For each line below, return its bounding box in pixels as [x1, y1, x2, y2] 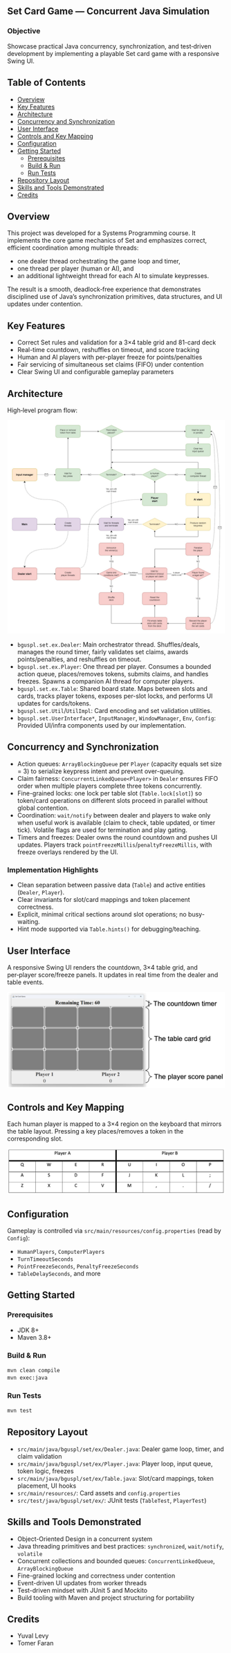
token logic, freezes [17, 1466, 74, 1475]
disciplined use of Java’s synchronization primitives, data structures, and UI [7, 293, 223, 301]
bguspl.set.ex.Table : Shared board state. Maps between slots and [17, 685, 207, 693]
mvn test [7, 1407, 33, 1414]
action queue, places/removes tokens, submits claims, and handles [17, 670, 209, 678]
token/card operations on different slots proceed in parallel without [17, 796, 208, 804]
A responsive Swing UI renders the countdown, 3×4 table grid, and [7, 963, 198, 972]
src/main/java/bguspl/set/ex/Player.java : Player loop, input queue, [17, 1459, 213, 1468]
